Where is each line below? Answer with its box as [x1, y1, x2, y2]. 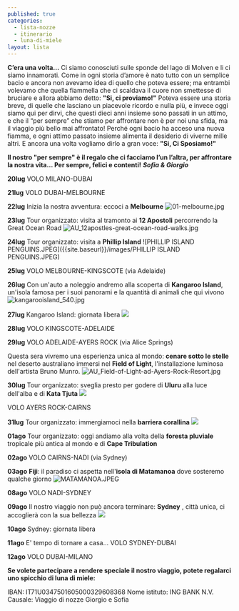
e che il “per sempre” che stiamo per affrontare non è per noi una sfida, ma [7, 116, 228, 125]
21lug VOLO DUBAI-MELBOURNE [7, 189, 106, 197]
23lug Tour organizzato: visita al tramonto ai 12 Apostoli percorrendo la [7, 216, 218, 224]
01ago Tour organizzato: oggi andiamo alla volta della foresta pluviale [7, 432, 214, 440]
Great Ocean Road [7, 224, 62, 232]
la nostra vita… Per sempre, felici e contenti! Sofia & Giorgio [7, 161, 189, 169]
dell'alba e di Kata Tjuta [7, 389, 78, 397]
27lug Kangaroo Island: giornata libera [7, 310, 121, 319]
